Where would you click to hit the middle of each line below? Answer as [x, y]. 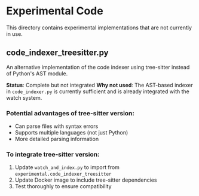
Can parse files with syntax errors [56, 126]
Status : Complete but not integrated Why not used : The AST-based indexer [99, 85]
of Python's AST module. [37, 73]
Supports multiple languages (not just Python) [71, 133]
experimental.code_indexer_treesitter [63, 174]
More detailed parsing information [57, 139]
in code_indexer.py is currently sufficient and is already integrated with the [98, 91]
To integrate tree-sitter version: [53, 154]
